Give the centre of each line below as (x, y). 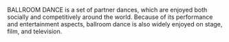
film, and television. (35, 31)
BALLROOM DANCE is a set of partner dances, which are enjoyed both (107, 10)
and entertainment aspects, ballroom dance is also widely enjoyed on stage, (115, 24)
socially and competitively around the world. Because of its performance (110, 17)
